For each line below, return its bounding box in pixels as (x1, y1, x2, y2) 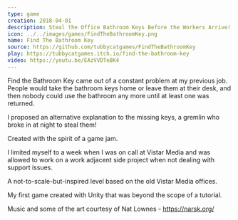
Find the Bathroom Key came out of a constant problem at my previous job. (7, 76, 228, 85)
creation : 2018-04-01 (7, 17, 72, 24)
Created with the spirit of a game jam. (7, 134, 118, 142)
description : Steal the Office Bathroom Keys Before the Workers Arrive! (7, 23, 232, 31)
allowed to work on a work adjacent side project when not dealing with (7, 155, 215, 164)
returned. (7, 99, 35, 108)
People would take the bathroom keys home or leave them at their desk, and (7, 83, 232, 93)
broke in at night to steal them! (7, 120, 97, 129)
